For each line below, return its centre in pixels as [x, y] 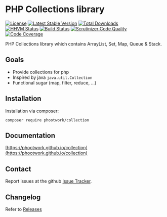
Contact [18, 169]
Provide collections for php [41, 72]
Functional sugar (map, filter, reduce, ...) [54, 82]
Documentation [30, 135]
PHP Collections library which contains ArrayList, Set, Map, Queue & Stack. [83, 44]
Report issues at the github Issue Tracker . [49, 181]
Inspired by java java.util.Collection [52, 77]
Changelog [23, 197]
